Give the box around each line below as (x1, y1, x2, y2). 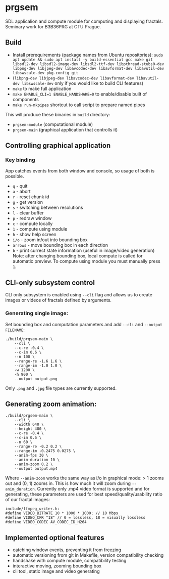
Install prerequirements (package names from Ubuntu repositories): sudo (12, 52, 163, 58)
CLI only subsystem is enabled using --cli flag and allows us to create (5, 292, 153, 298)
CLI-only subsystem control (5, 278, 95, 287)
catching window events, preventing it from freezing (12, 547, 121, 553)
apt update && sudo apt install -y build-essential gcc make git (12, 57, 153, 62)
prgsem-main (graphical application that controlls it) (12, 126, 118, 132)
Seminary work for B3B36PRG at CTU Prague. (5, 23, 101, 29)
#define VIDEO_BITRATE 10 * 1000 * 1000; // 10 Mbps (5, 511, 119, 516)
